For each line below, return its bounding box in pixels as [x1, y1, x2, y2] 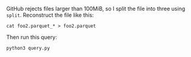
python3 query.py [6, 45, 50, 51]
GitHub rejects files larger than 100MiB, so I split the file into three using [6, 5, 186, 12]
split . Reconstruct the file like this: [6, 11, 94, 19]
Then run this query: [6, 34, 58, 41]
